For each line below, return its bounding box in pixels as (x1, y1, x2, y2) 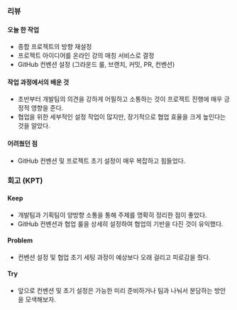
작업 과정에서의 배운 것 (7, 77, 70, 86)
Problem (7, 236, 33, 245)
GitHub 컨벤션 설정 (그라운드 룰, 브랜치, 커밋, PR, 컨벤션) (17, 60, 175, 69)
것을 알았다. (17, 122, 51, 130)
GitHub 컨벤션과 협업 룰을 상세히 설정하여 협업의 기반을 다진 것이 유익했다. (17, 219, 224, 228)
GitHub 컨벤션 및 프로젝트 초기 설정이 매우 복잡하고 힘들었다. (17, 156, 186, 165)
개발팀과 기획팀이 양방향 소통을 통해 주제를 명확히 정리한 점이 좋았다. (17, 210, 207, 219)
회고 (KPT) (7, 176, 43, 186)
